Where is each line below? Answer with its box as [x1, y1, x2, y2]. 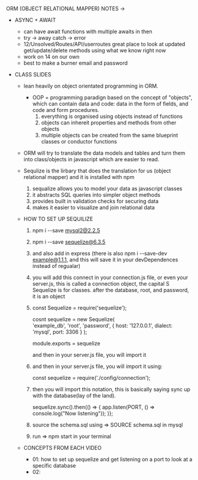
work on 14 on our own [23, 53, 80, 60]
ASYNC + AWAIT [14, 17, 56, 23]
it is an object [32, 293, 66, 300]
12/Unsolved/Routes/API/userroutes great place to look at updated [23, 41, 186, 47]
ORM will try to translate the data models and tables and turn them [23, 149, 186, 156]
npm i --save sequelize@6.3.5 [32, 238, 106, 245]
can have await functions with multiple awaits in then [23, 28, 152, 35]
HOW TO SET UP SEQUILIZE [23, 216, 93, 222]
